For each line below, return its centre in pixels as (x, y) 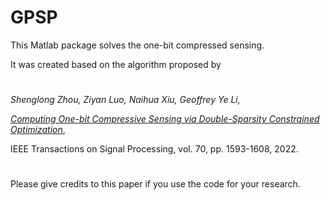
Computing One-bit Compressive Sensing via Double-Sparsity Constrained (165, 119)
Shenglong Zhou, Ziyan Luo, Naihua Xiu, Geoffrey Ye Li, (125, 100)
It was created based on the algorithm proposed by (116, 64)
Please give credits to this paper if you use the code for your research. (155, 184)
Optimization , (38, 130)
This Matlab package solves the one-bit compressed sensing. (137, 45)
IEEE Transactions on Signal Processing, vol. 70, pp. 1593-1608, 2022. (154, 149)
